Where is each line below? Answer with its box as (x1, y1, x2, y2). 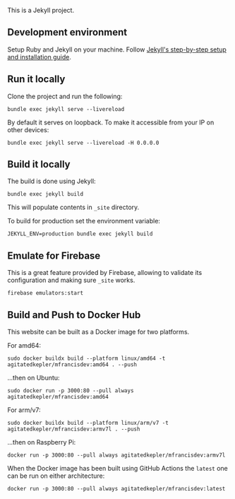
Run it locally (7, 74, 66, 86)
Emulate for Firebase (7, 249, 101, 262)
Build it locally (7, 158, 71, 170)
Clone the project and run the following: (7, 92, 123, 100)
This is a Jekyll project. (7, 6, 75, 14)
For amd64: (7, 341, 41, 350)
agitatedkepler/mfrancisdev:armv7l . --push (7, 425, 140, 433)
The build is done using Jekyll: (7, 177, 97, 186)
